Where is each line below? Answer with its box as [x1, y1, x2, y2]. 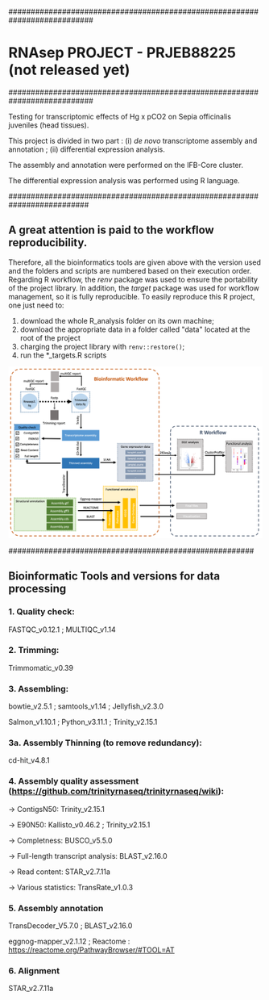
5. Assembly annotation [8, 902, 104, 914]
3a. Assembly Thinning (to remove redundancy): [8, 738, 203, 749]
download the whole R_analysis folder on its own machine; [19, 316, 215, 325]
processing [8, 582, 67, 596]
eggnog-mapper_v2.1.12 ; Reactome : [8, 936, 130, 947]
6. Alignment [8, 964, 60, 976]
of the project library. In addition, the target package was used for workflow [8, 282, 260, 293]
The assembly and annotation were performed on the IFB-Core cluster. [8, 160, 244, 169]
